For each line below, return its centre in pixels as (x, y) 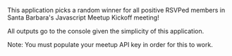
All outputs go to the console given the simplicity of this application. (106, 31)
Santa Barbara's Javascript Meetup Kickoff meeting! (84, 17)
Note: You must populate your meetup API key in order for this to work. (110, 44)
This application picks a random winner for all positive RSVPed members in (116, 10)
